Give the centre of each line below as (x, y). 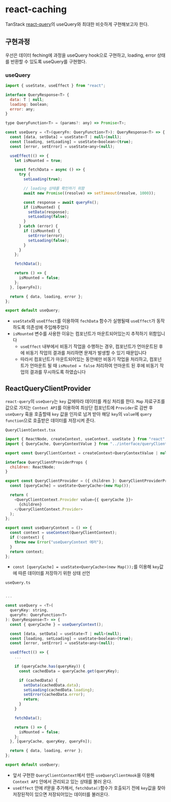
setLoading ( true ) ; (43, 179)
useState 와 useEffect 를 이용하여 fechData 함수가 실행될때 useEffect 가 (84, 321)
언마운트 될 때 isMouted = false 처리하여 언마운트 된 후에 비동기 (94, 366)
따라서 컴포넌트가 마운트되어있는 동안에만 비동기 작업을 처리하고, (84, 359)
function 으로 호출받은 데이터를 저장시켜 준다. (50, 420)
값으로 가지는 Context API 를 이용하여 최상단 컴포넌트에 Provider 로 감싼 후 (79, 408)
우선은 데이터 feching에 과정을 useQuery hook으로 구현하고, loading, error (81, 55)
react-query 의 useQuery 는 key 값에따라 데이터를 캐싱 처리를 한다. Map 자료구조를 (85, 402)
